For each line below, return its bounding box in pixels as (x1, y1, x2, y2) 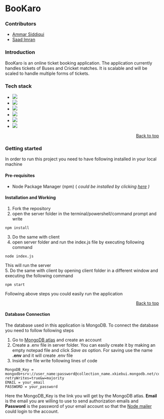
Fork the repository (12, 205, 51, 211)
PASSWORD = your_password (5, 384, 58, 389)
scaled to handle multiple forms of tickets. (5, 70, 89, 76)
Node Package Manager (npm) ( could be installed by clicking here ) (12, 183, 150, 189)
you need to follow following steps (5, 327, 74, 333)
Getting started (5, 145, 42, 152)
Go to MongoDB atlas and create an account (12, 337, 102, 343)
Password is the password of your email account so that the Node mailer (5, 403, 152, 409)
